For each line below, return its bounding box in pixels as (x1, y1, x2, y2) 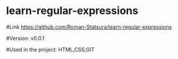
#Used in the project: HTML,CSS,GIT (6, 46, 95, 53)
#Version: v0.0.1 (6, 34, 45, 41)
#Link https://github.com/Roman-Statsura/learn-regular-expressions (6, 23, 172, 30)
